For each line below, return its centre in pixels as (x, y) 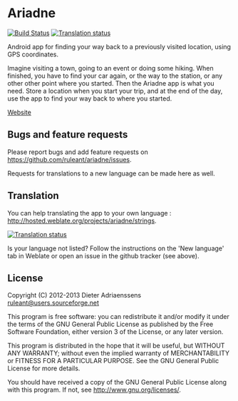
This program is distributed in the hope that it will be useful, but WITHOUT (116, 346)
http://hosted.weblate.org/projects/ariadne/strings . (82, 220)
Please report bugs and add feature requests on (78, 152)
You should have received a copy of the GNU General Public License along (117, 382)
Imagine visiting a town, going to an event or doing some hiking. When (110, 68)
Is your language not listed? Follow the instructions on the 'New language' (116, 248)
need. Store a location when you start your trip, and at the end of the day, (115, 91)
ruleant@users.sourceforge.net (53, 303)
